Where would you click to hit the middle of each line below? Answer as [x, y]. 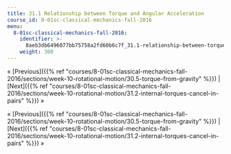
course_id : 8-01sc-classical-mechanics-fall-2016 [80, 20]
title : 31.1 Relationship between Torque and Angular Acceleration [106, 13]
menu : [15, 26]
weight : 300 [36, 52]
